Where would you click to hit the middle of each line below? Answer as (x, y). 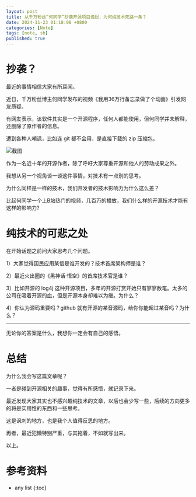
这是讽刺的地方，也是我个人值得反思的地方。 (60, 420)
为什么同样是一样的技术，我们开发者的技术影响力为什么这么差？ (83, 188)
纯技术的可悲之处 (47, 234)
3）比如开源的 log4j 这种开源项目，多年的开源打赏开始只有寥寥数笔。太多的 (97, 288)
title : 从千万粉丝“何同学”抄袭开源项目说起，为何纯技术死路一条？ (76, 17)
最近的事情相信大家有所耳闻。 (42, 86)
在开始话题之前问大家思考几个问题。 (50, 251)
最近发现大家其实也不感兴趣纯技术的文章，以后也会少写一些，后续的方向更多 (98, 401)
